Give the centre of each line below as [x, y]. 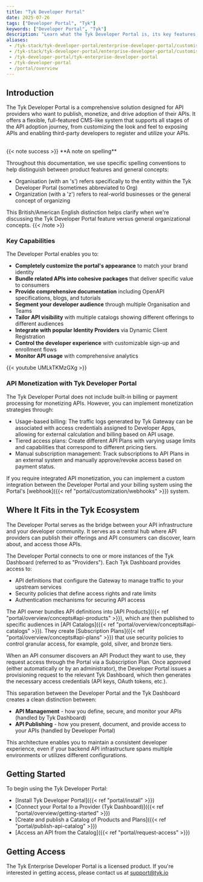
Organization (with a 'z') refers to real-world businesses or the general [103, 194]
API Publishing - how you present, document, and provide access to [100, 724]
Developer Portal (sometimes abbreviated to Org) [76, 188]
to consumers [32, 285]
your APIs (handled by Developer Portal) [65, 730]
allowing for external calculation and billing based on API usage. [95, 434]
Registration [30, 336]
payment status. [35, 466]
